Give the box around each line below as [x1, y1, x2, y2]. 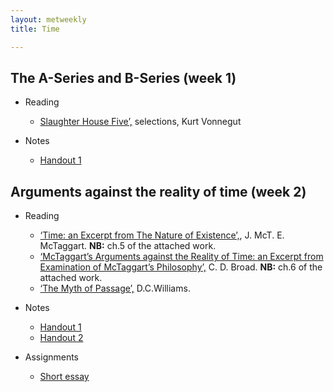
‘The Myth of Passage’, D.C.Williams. [39, 282, 191, 295]
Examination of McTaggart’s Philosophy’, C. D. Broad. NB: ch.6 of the [39, 261, 323, 273]
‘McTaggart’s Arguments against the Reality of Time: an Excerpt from [39, 251, 324, 263]
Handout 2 [39, 332, 84, 344]
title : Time [10, 24, 60, 34]
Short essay [39, 371, 90, 383]
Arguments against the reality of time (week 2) [10, 183, 307, 200]
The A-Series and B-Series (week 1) [10, 69, 237, 86]
